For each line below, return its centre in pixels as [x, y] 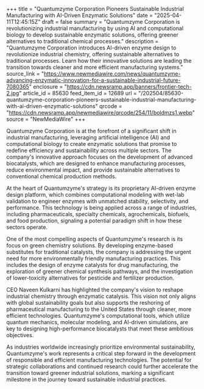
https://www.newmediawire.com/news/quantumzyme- [112, 74]
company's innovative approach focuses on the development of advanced [100, 157]
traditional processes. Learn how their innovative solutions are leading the [99, 61]
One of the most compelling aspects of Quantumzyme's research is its [95, 239]
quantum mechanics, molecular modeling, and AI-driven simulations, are [97, 322]
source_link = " [25, 74]
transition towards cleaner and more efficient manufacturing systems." [95, 67]
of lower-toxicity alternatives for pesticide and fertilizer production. [90, 278]
